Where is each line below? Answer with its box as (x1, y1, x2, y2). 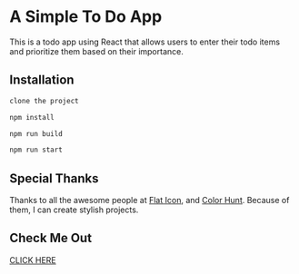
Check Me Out (9, 230, 93, 246)
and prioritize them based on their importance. (9, 45, 184, 56)
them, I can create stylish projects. (9, 204, 139, 215)
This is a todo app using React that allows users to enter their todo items (9, 36, 280, 47)
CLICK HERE (9, 254, 56, 265)
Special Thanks (9, 171, 99, 186)
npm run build (9, 129, 64, 138)
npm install (9, 113, 55, 122)
